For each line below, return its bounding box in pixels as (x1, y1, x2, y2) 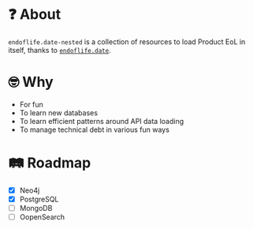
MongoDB (19, 203, 53, 212)
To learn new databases (19, 107, 99, 118)
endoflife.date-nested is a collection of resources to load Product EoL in (8, 36, 246, 47)
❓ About (8, 6, 61, 24)
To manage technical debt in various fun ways (19, 125, 169, 134)
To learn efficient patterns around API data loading (19, 116, 184, 126)
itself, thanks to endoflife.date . (8, 45, 112, 54)
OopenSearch (19, 212, 65, 221)
